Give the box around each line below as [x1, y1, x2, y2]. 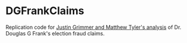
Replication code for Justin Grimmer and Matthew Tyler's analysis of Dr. [5, 24, 182, 31]
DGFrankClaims [5, 4, 84, 18]
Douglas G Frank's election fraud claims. [5, 29, 105, 37]
